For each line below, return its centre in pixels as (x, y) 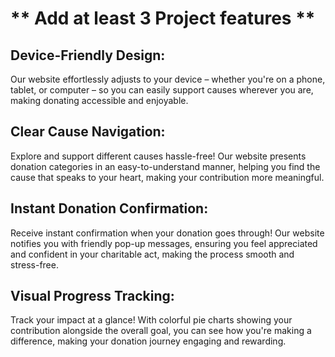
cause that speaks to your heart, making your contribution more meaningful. (167, 177)
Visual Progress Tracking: (92, 296)
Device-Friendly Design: (88, 55)
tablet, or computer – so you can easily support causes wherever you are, (162, 90)
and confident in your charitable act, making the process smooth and (152, 254)
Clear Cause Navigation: (88, 132)
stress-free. (34, 264)
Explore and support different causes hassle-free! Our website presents (158, 156)
